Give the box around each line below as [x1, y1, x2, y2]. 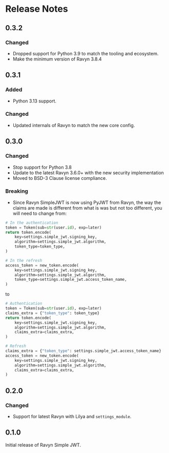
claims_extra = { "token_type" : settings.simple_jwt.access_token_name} [5, 348, 161, 354]
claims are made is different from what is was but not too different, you [12, 204, 162, 211]
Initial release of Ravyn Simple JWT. [5, 442, 81, 448]
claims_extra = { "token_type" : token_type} [5, 311, 100, 316]
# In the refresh [5, 258, 43, 263]
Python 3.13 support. [12, 98, 57, 104]
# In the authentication [5, 220, 58, 225]
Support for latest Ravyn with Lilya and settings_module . [12, 414, 132, 420]
